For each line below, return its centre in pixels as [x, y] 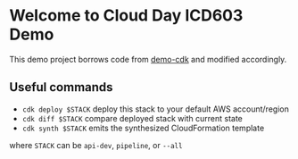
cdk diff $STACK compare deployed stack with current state [132, 118]
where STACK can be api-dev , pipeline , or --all [96, 145]
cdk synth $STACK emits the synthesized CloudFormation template [143, 128]
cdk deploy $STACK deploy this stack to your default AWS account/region [156, 109]
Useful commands [61, 87]
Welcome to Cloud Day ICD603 [126, 16]
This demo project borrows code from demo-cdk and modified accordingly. [148, 59]
